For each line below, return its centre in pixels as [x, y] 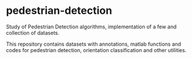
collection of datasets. [33, 32]
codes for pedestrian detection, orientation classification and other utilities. [96, 50]
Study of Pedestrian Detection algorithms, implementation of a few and [91, 27]
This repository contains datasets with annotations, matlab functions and [94, 44]
